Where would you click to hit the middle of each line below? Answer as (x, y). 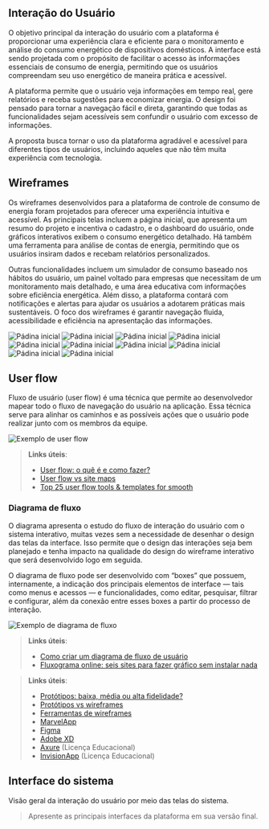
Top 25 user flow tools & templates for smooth (116, 487)
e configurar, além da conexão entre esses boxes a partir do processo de (130, 601)
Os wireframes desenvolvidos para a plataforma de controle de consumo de (134, 202)
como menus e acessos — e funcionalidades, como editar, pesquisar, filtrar (133, 592)
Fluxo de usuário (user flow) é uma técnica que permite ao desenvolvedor (130, 398)
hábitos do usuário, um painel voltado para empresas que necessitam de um (135, 277)
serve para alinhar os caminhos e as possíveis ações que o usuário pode (128, 415)
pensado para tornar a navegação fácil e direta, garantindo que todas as (128, 108)
